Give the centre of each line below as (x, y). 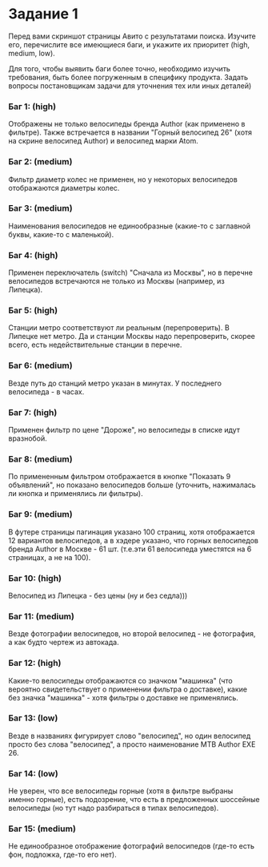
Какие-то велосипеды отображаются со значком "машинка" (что (121, 680)
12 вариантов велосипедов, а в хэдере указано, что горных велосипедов (133, 540)
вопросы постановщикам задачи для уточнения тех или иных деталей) (130, 86)
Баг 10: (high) (35, 578)
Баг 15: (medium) (42, 829)
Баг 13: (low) (33, 718)
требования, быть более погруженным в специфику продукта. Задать (128, 77)
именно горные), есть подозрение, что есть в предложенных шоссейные (134, 800)
